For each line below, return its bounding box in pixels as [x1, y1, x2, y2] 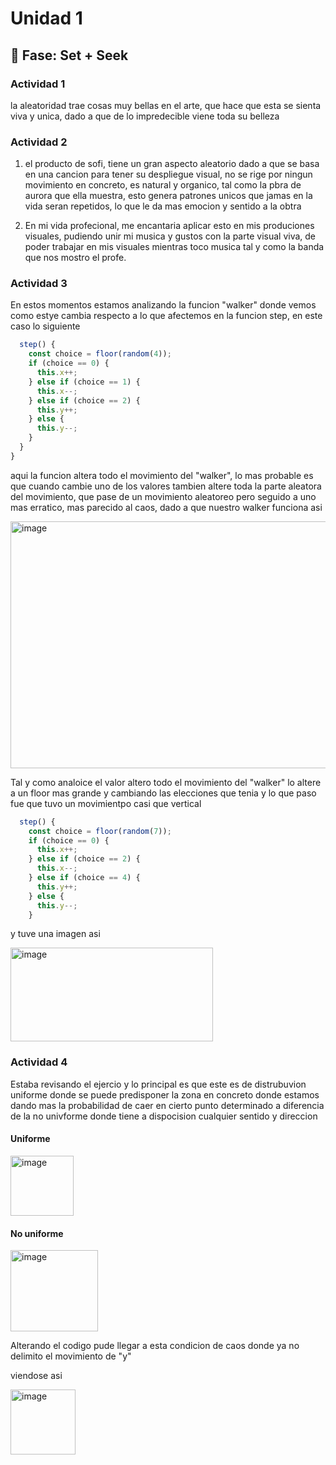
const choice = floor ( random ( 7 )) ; [28, 826, 172, 836]
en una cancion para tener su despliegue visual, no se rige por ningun [24, 168, 313, 181]
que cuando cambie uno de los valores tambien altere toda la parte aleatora [10, 480, 322, 492]
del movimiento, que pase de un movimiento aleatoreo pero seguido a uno [10, 490, 317, 502]
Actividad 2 [10, 135, 68, 149]
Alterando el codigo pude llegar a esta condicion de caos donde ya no [10, 1340, 300, 1352]
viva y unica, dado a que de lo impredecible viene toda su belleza [10, 110, 280, 122]
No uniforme [10, 1227, 64, 1239]
